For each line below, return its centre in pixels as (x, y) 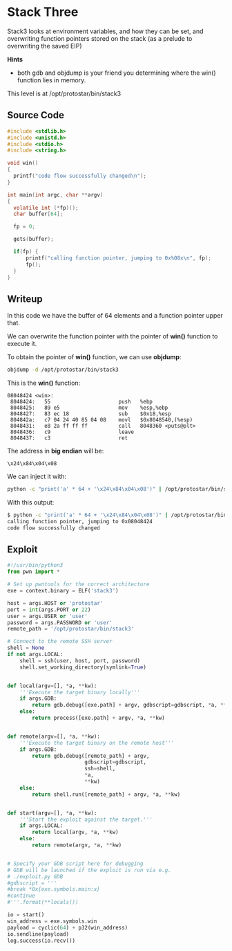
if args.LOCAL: (41, 826)
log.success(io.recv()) (41, 941)
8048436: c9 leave (72, 432)
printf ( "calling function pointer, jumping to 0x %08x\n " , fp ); (118, 258)
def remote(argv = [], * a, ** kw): (54, 736)
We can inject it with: (37, 477)
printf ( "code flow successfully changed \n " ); (80, 176)
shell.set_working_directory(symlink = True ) (83, 667)
